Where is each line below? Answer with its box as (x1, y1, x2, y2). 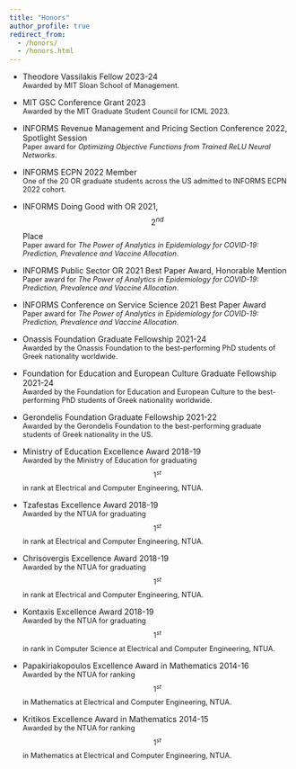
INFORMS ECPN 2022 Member (22, 167, 137, 178)
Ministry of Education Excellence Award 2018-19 (22, 446, 202, 457)
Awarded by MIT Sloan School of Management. (22, 81, 179, 91)
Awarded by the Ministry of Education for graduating (22, 455, 197, 465)
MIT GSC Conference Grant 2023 (22, 97, 146, 108)
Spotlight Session (22, 132, 88, 144)
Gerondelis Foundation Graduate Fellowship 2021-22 (22, 411, 217, 423)
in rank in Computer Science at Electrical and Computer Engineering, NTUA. (22, 644, 275, 653)
